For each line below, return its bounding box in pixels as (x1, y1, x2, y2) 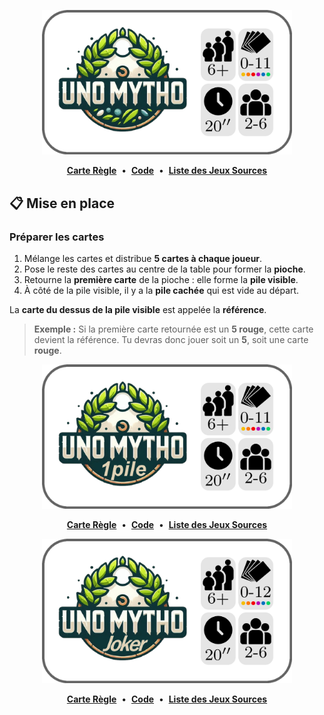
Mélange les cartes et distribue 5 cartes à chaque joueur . (23, 252, 263, 264)
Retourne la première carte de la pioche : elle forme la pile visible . (23, 273, 299, 285)
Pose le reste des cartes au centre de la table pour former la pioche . (23, 263, 306, 275)
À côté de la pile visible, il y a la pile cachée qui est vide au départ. (23, 284, 300, 296)
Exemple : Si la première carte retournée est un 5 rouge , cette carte (33, 323, 314, 335)
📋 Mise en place (9, 195, 116, 212)
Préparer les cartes (9, 230, 105, 244)
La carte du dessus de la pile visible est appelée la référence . (9, 303, 267, 315)
